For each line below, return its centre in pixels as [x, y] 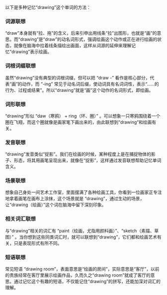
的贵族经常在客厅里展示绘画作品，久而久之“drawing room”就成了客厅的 [78, 275]
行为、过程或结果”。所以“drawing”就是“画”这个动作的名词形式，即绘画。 [79, 90]
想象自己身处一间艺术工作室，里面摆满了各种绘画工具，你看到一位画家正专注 [83, 192]
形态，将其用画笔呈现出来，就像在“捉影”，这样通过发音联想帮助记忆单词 [87, 160]
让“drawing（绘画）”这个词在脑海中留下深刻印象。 [56, 205]
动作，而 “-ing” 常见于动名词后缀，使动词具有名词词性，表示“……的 [90, 84]
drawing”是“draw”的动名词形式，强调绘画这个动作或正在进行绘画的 [89, 39]
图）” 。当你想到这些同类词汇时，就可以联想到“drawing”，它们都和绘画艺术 [81, 237]
